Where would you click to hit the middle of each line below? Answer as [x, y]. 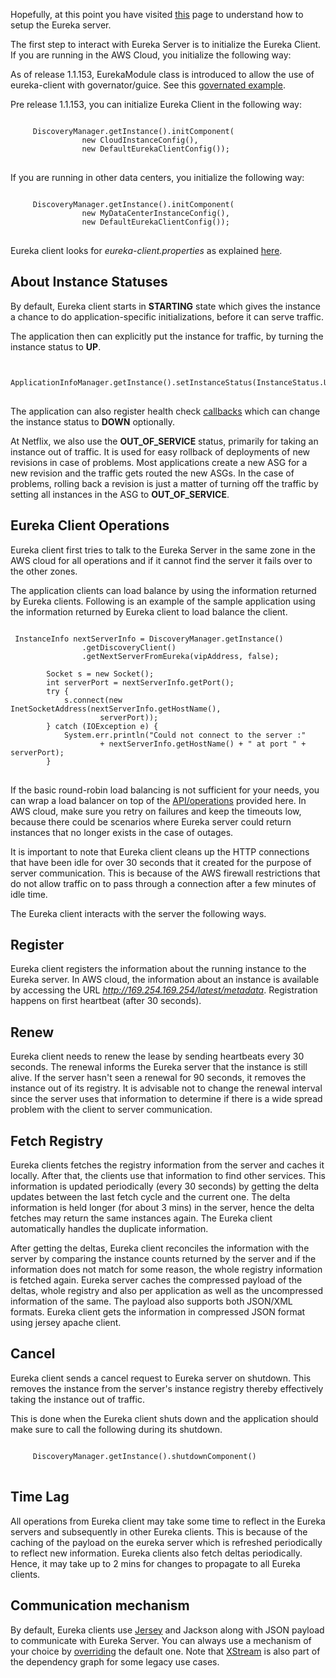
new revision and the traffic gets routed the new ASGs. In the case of [152, 473]
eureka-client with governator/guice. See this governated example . [148, 85]
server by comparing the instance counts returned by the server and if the [163, 1259]
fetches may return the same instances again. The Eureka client [141, 1218]
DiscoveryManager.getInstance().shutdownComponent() [144, 1456]
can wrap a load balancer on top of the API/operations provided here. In [158, 800]
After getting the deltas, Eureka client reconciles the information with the [160, 1248]
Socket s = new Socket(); [100, 674]
